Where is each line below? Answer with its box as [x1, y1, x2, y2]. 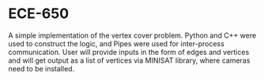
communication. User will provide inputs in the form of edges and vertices [8, 47, 250, 56]
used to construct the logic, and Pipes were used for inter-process [8, 38, 225, 48]
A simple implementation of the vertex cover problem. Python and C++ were [8, 31, 257, 40]
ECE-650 [8, 5, 70, 23]
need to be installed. [8, 64, 75, 73]
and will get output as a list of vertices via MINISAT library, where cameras [8, 56, 251, 65]
